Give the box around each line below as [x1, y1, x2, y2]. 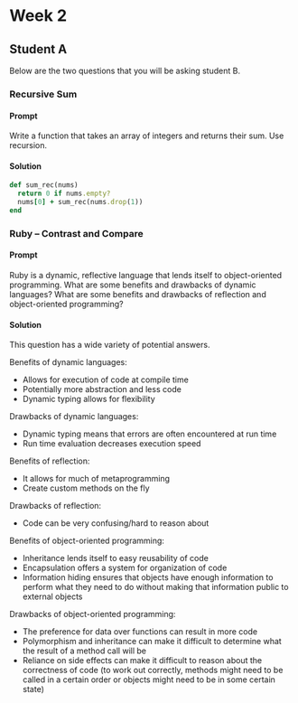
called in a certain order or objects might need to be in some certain [22, 674, 275, 685]
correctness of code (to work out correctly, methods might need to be [22, 665, 284, 676]
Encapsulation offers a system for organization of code [22, 562, 228, 574]
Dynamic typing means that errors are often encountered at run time [22, 428, 277, 439]
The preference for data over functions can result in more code [22, 626, 258, 637]
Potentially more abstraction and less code [22, 384, 182, 395]
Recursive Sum [9, 88, 78, 100]
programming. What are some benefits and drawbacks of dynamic [9, 279, 256, 290]
